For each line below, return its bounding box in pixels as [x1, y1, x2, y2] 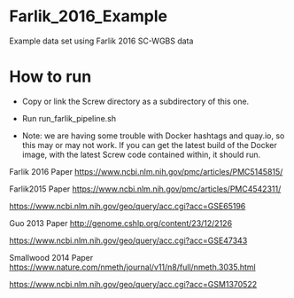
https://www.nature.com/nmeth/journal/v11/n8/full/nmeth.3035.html [9, 262, 256, 272]
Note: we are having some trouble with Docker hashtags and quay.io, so [21, 130, 285, 141]
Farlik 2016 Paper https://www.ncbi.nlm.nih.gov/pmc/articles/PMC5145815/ [9, 166, 283, 176]
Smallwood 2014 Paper [9, 252, 94, 263]
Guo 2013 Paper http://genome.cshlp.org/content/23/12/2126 [9, 217, 233, 228]
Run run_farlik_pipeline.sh [21, 113, 117, 123]
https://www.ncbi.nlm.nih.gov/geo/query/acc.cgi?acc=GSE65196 [9, 200, 246, 211]
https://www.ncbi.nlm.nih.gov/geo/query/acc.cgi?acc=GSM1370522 [9, 278, 258, 289]
